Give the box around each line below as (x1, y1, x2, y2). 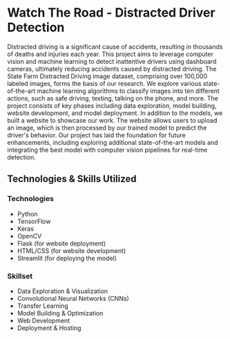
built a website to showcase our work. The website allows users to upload (7, 116, 218, 124)
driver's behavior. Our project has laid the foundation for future (7, 130, 186, 139)
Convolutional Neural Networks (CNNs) (17, 294, 129, 302)
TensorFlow (17, 217, 51, 225)
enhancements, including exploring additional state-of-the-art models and (7, 138, 218, 146)
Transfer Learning (17, 302, 69, 310)
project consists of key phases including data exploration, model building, (7, 101, 217, 110)
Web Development (17, 316, 70, 324)
